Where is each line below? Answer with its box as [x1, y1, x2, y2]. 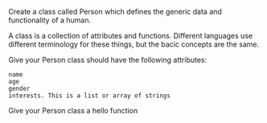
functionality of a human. [8, 15, 91, 25]
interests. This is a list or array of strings [8, 92, 171, 100]
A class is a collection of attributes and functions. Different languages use [8, 31, 253, 40]
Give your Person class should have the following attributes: [8, 55, 207, 64]
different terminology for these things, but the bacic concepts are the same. [8, 39, 260, 49]
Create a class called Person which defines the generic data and [8, 7, 223, 16]
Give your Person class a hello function [8, 106, 138, 115]
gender [8, 84, 31, 92]
